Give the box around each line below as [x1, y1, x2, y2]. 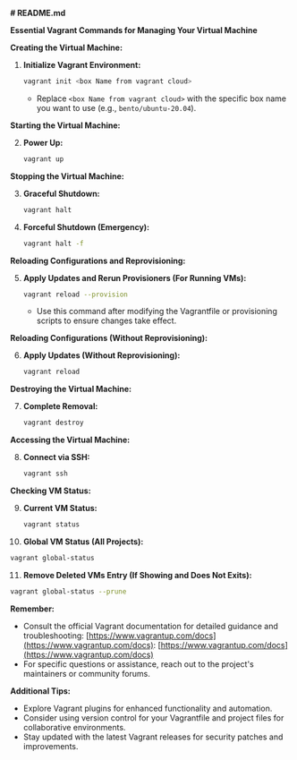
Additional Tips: [10, 685, 71, 696]
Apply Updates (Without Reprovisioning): [22, 350, 181, 361]
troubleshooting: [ [22, 630, 89, 641]
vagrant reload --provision [22, 290, 128, 299]
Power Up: [22, 137, 64, 148]
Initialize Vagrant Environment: [22, 60, 141, 70]
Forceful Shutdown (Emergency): [22, 221, 150, 232]
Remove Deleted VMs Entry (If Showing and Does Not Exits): [22, 569, 252, 580]
